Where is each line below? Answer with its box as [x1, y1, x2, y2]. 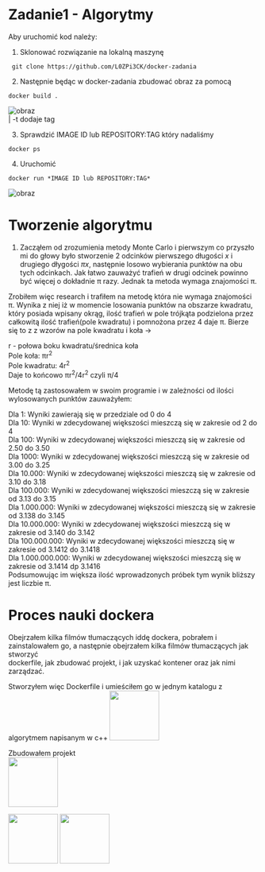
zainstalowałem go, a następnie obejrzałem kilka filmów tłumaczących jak [8, 641, 249, 650]
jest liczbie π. [8, 578, 52, 587]
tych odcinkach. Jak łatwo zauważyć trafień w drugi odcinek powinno [19, 268, 248, 277]
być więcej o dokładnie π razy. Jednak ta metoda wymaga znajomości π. [19, 276, 258, 285]
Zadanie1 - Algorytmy [8, 6, 154, 24]
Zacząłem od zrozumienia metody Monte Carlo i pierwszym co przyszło [19, 242, 255, 252]
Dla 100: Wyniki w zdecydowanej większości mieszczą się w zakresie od [8, 435, 246, 444]
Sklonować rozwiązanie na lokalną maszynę [19, 47, 164, 56]
